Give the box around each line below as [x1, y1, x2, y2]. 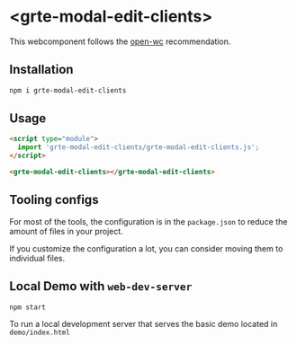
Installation [9, 62, 74, 77]
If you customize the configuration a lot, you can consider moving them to [9, 243, 283, 253]
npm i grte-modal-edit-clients [9, 85, 127, 95]
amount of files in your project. [9, 226, 123, 236]
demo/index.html [9, 328, 70, 338]
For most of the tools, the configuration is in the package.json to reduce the [9, 216, 288, 226]
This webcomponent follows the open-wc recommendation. [9, 36, 231, 47]
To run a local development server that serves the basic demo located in [9, 319, 278, 330]
